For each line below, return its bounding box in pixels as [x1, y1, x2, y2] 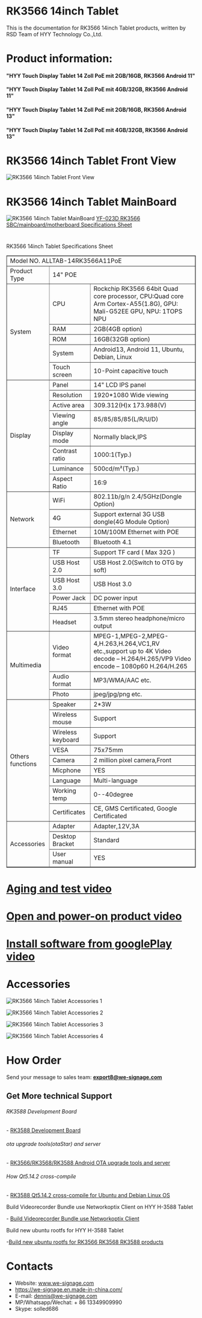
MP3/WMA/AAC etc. [93, 676, 151, 684]
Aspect [52, 474, 73, 483]
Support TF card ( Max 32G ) [93, 548, 176, 556]
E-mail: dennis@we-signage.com [14, 1292, 97, 1299]
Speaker [52, 700, 76, 708]
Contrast [52, 447, 77, 455]
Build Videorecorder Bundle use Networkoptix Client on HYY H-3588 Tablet [6, 1203, 194, 1211]
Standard [93, 836, 120, 844]
